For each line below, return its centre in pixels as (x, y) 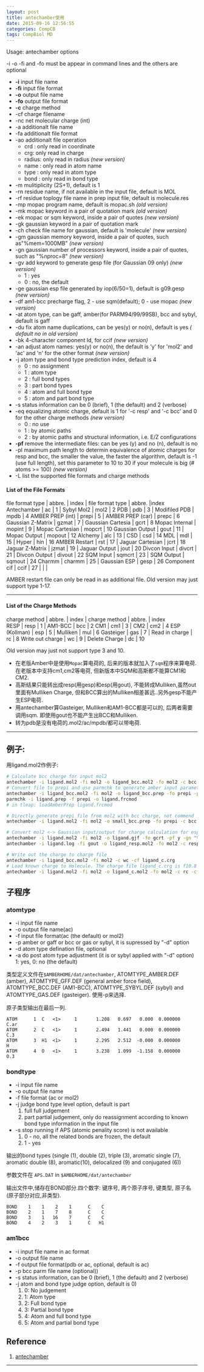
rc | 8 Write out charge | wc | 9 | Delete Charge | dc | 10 (76, 638)
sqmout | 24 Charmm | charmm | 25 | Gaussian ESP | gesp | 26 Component (100, 561)
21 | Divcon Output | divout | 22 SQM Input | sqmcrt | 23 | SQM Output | (95, 555)
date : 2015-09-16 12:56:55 (40, 23)
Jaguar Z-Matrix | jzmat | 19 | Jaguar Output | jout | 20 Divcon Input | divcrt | (102, 548)
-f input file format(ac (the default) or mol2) (70, 936)
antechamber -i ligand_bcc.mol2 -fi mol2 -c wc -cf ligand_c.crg (90, 860)
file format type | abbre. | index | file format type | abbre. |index (86, 503)
